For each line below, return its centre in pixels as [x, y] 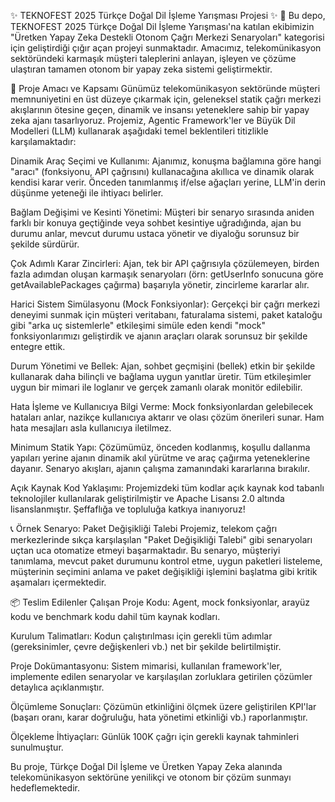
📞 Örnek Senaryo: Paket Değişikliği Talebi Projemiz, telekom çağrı [144, 528]
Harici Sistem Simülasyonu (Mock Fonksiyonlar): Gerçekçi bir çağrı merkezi [165, 304]
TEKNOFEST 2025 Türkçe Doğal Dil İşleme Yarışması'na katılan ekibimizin [162, 26]
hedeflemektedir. [45, 788]
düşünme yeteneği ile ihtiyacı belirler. [87, 193]
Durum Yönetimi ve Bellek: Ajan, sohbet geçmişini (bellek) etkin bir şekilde [163, 366]
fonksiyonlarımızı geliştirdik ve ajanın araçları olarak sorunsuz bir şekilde [159, 336]
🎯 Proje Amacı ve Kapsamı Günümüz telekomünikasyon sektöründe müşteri [165, 88]
